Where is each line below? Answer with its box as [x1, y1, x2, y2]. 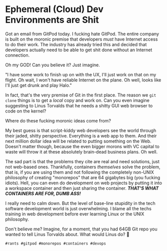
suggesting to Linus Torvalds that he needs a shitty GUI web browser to [5, 102, 153, 108]
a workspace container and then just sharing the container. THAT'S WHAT [5, 185, 159, 191]
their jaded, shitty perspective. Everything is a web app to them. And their [5, 133, 157, 139]
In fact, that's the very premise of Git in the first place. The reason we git [5, 92, 156, 98]
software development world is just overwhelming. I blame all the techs [5, 205, 151, 211]
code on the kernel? [5, 108, 46, 114]
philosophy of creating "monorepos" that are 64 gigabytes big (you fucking [5, 174, 160, 180]
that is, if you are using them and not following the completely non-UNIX [5, 169, 154, 175]
